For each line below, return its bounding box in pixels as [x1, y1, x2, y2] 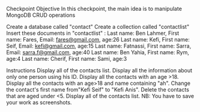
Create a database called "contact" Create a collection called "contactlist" [6, 23, 190, 30]
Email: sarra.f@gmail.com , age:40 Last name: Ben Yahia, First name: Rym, [6, 49, 189, 56]
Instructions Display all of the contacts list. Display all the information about [6, 67, 193, 74]
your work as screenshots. [6, 99, 72, 106]
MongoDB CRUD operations [6, 11, 76, 19]
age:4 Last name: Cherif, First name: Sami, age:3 [6, 55, 127, 62]
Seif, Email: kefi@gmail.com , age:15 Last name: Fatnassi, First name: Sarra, [6, 42, 192, 49]
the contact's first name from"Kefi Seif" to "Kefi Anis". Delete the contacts [6, 86, 189, 93]
